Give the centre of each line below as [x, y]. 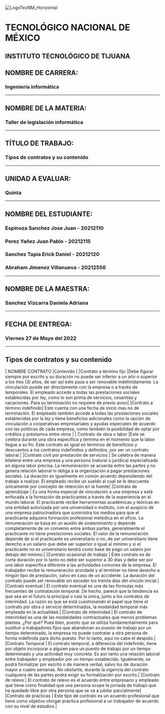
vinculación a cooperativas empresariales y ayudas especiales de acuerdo [81, 423]
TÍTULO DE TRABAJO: [40, 144]
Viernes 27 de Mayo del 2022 [41, 338]
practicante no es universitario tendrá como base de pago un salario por [78, 549]
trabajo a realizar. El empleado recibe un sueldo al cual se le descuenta [77, 481]
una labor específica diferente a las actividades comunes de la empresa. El [81, 565]
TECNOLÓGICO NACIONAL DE [68, 28]
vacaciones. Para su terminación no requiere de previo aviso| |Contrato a [79, 403]
